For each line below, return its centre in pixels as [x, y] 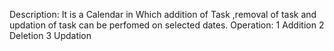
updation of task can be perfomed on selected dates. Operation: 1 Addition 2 [167, 25]
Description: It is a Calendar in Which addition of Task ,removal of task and [163, 14]
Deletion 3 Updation [50, 35]
